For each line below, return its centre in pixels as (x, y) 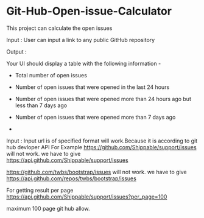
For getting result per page (40, 190)
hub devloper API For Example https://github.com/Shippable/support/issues (101, 147)
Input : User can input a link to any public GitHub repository (81, 40)
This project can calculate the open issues (59, 28)
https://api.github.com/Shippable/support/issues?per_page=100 (87, 197)
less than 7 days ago (41, 105)
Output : (16, 51)
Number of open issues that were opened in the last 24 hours (92, 87)
